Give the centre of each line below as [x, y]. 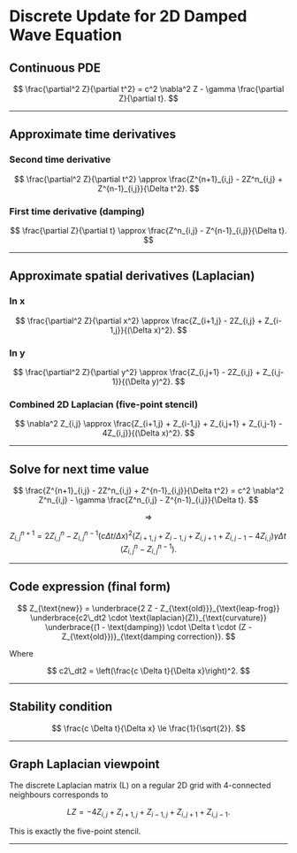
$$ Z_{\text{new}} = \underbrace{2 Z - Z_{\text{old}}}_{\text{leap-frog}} [148, 608]
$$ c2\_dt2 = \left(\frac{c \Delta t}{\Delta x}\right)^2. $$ [148, 671]
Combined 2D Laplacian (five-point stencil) [104, 404]
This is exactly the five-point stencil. [75, 831]
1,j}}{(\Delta [131, 330]
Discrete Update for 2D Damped [128, 16]
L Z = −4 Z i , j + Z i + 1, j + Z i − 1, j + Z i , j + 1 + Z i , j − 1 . [148, 813]
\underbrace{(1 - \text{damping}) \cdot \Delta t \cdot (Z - [148, 626]
